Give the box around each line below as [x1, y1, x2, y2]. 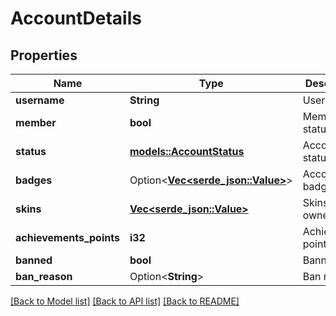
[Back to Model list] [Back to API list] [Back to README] [10, 295, 240, 307]
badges [15, 173, 53, 187]
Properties [10, 47, 78, 64]
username [15, 93, 65, 107]
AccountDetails [10, 7, 142, 30]
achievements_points [15, 231, 120, 244]
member [15, 116, 57, 129]
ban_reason [15, 270, 73, 283]
